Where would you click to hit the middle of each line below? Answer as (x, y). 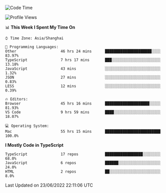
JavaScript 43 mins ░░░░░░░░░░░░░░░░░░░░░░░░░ (83, 69)
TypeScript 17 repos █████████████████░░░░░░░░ (83, 154)
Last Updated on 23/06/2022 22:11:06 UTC (49, 185)
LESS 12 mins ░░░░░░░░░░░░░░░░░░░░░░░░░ (83, 86)
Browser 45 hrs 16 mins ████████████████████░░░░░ (83, 103)
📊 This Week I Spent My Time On (40, 27)
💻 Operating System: (27, 126)
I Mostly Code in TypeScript (34, 145)
